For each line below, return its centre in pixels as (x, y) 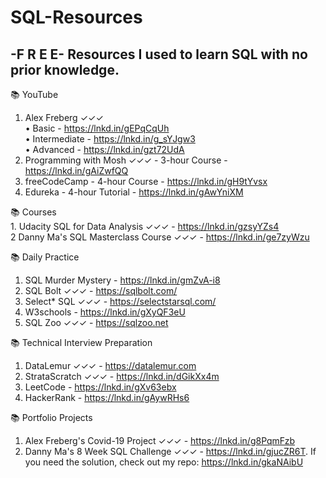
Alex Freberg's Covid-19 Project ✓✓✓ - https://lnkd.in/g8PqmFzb (159, 440)
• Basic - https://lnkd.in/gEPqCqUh (97, 128)
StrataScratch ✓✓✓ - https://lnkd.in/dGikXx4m (122, 376)
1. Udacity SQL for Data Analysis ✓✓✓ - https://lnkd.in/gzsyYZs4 (145, 226)
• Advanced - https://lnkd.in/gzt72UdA (104, 149)
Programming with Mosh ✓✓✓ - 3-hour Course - (126, 160)
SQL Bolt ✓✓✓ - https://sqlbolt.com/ (101, 290)
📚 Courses (33, 212)
